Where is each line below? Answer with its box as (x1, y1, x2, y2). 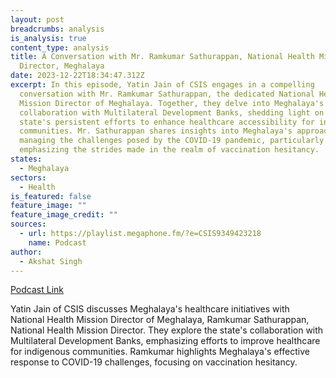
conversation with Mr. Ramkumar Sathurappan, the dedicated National (19, 89, 315, 99)
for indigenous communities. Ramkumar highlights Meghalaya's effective (10, 346, 310, 358)
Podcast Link (10, 284, 64, 296)
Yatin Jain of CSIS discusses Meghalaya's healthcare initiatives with (10, 303, 290, 315)
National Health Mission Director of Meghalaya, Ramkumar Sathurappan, (10, 314, 310, 326)
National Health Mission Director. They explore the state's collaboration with (10, 324, 324, 336)
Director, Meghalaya (19, 61, 105, 71)
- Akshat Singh (19, 256, 83, 266)
